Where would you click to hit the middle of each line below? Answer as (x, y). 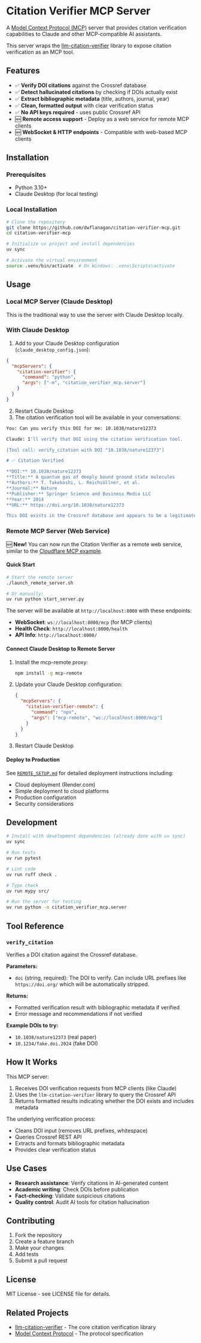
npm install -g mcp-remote (48, 673)
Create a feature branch (44, 1242)
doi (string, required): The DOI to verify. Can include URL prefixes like (100, 978)
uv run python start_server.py (45, 599)
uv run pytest (24, 858)
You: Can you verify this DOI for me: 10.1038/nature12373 (81, 428)
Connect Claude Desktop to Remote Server (61, 649)
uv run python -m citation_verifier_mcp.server (67, 908)
